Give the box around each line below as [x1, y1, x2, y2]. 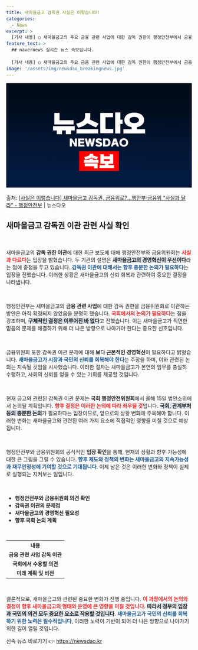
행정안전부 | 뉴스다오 [18, 201, 66, 209]
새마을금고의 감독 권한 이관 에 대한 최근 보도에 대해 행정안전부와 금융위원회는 [6, 249, 181, 256]
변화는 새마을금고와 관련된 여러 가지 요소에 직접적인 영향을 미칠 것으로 [16, 417, 178, 424]
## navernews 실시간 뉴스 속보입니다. [11, 47, 94, 53]
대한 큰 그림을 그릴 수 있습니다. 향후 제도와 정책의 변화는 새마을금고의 [6, 456, 164, 463]
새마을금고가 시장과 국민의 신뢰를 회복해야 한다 [18, 356, 125, 363]
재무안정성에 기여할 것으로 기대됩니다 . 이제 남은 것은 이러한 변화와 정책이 [12, 463, 178, 470]
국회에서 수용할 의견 [12, 560, 58, 567]
